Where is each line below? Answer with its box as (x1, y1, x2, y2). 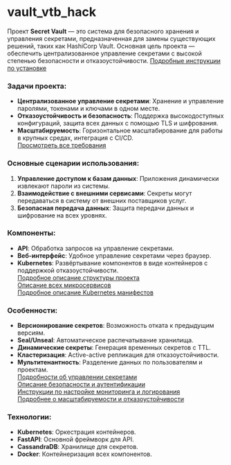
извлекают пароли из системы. (17, 182, 111, 190)
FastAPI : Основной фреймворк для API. (17, 435, 134, 444)
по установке (7, 64, 47, 72)
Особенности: (7, 306, 58, 315)
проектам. (17, 365, 48, 374)
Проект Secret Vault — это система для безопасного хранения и (7, 27, 199, 35)
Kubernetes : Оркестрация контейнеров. (17, 428, 136, 437)
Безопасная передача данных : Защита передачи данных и (17, 204, 194, 212)
